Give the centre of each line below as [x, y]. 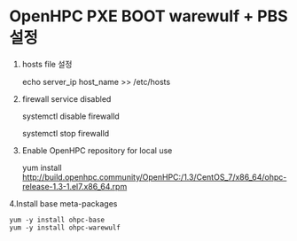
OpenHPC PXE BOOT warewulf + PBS [148, 16]
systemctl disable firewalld [70, 116]
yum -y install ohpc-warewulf [65, 228]
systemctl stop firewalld [66, 133]
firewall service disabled [66, 98]
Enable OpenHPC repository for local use [97, 150]
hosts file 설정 [47, 64]
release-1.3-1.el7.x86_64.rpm [74, 186]
